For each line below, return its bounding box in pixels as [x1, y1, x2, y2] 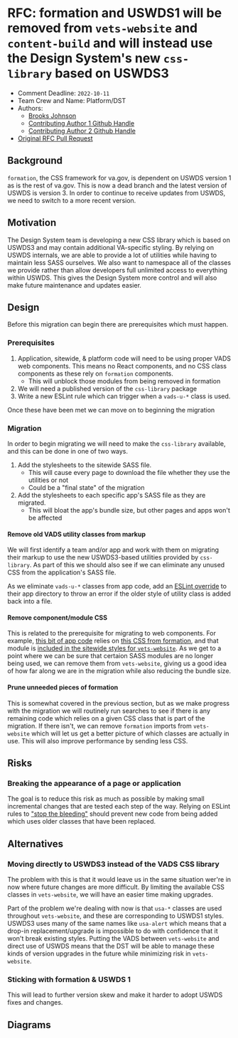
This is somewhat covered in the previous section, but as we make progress [7, 699, 229, 707]
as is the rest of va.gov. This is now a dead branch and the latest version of [7, 181, 227, 190]
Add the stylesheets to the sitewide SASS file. [17, 460, 152, 469]
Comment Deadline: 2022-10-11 [17, 89, 110, 97]
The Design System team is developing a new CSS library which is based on [7, 236, 231, 244]
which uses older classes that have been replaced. [7, 817, 156, 826]
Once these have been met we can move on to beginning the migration [7, 405, 215, 414]
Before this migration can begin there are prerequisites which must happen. [7, 320, 229, 329]
